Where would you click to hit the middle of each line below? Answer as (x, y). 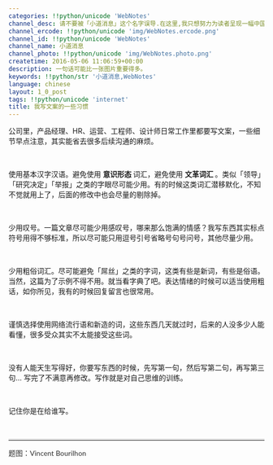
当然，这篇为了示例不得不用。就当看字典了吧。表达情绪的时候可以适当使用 (133, 281)
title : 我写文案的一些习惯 (49, 107)
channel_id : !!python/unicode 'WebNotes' (80, 39)
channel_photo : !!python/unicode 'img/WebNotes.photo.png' (110, 54)
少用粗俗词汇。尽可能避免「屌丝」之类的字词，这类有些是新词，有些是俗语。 (136, 271)
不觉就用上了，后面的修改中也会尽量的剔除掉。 (87, 195)
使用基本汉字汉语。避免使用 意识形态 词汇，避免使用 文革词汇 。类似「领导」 (135, 174)
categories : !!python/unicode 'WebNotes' (80, 16)
